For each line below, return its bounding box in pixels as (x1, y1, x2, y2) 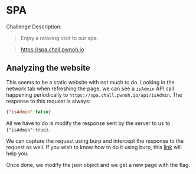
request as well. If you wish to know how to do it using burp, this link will (6, 143, 182, 150)
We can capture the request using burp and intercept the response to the (6, 137, 184, 145)
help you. (6, 150, 29, 157)
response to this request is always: (6, 97, 91, 104)
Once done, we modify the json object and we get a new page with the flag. (6, 161, 191, 168)
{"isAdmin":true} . (6, 126, 50, 133)
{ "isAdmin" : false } (6, 109, 51, 115)
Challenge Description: (6, 23, 62, 30)
